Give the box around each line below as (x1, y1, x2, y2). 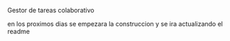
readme (7, 28, 31, 35)
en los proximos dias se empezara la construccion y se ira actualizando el (7, 20, 224, 28)
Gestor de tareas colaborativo (7, 6, 94, 14)
